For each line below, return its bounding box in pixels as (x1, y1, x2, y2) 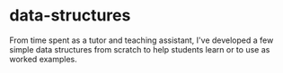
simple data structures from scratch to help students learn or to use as (9, 44, 270, 54)
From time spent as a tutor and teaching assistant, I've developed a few (9, 35, 274, 45)
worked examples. (9, 53, 78, 64)
